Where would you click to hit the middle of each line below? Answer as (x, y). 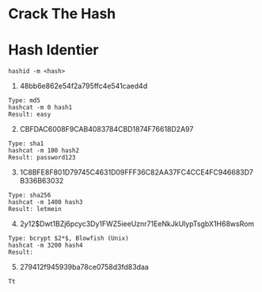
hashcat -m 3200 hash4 (46, 246)
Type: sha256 (30, 195)
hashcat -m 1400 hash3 (46, 202)
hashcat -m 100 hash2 (44, 151)
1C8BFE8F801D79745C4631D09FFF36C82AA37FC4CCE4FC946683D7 (137, 172)
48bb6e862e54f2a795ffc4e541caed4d (84, 86)
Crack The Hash (62, 14)
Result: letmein (35, 209)
